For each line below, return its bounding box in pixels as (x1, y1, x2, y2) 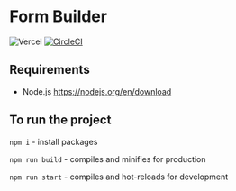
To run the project (9, 113, 112, 128)
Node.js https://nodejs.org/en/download (22, 86, 172, 96)
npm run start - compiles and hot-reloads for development (9, 171, 229, 182)
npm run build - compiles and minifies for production (9, 153, 206, 164)
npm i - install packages (9, 136, 98, 147)
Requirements (9, 62, 90, 77)
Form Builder (9, 6, 108, 27)
